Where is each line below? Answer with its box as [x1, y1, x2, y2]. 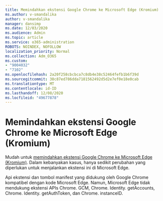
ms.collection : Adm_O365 [5, 53, 57, 59]
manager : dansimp [5, 21, 41, 26]
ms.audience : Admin [5, 30, 46, 35]
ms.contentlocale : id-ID [5, 86, 57, 91]
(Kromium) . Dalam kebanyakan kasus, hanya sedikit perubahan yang [5, 160, 146, 166]
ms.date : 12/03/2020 [5, 26, 48, 31]
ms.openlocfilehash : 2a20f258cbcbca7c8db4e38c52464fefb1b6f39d [5, 72, 139, 77]
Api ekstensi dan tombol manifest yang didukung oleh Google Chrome [5, 175, 149, 181]
